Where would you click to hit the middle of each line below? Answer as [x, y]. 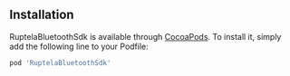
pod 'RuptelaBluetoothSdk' [60, 62]
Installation [42, 15]
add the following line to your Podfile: [79, 46]
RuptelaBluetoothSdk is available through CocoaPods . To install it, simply [145, 36]
